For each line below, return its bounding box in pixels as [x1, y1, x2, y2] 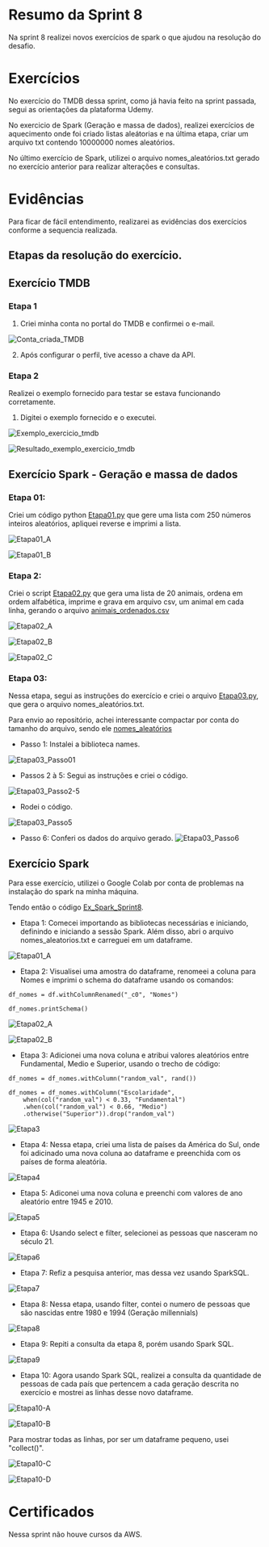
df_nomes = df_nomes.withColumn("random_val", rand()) [8, 1074, 197, 1083]
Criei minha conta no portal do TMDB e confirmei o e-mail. [19, 318, 216, 328]
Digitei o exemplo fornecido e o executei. [19, 413, 157, 422]
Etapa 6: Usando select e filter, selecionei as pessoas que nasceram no [19, 1228, 258, 1238]
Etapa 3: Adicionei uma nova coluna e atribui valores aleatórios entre [19, 1050, 249, 1060]
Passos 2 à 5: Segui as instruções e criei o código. [19, 771, 188, 780]
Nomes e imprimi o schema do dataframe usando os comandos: [19, 975, 234, 985]
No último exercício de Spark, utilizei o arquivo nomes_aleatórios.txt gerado [8, 153, 260, 162]
